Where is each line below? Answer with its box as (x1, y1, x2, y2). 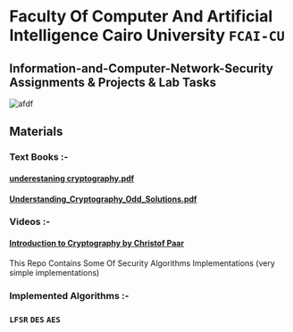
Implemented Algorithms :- (9, 289, 130, 302)
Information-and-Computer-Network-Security (9, 61, 274, 76)
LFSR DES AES (9, 315, 61, 325)
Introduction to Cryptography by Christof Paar (9, 238, 185, 249)
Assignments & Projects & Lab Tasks (9, 74, 217, 90)
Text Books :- (9, 151, 69, 163)
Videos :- (9, 216, 51, 228)
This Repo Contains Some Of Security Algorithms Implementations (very (9, 257, 275, 269)
